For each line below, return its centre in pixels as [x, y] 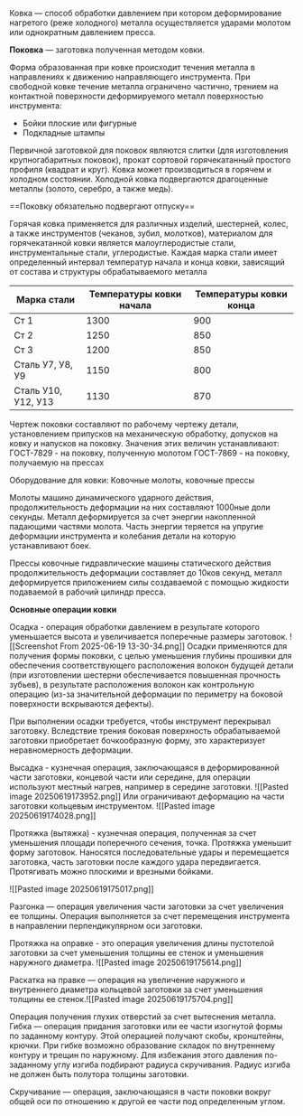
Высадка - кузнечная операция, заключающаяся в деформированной [144, 768]
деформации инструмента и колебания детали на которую [123, 536]
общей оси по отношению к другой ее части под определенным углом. [147, 1101]
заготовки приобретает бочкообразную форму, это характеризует [138, 741]
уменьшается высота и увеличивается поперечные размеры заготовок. [149, 637]
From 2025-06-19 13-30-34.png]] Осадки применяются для [174, 646]
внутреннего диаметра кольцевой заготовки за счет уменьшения [136, 989]
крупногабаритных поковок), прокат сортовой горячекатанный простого [150, 160]
